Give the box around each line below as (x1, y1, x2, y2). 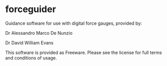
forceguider (5, 4, 57, 15)
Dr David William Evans (5, 39, 54, 46)
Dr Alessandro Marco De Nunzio (5, 30, 73, 36)
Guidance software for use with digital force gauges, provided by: (5, 20, 142, 26)
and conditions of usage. (5, 54, 57, 61)
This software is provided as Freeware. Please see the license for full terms (5, 49, 162, 55)
